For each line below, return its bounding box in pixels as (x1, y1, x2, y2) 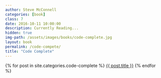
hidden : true (5, 30, 32, 35)
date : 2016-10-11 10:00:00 (5, 21, 61, 26)
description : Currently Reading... (5, 26, 79, 31)
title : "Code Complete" (5, 49, 55, 54)
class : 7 (5, 16, 23, 21)
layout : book (5, 40, 32, 45)
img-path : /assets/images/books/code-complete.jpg (5, 35, 112, 40)
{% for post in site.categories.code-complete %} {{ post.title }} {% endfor (5, 63, 156, 69)
